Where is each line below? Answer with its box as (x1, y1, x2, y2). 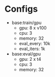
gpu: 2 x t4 (19, 56, 41, 62)
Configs (4, 3, 38, 15)
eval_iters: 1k (19, 46, 45, 51)
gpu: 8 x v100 (19, 25, 47, 30)
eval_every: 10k (19, 40, 51, 46)
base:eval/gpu (11, 51, 41, 57)
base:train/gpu (11, 20, 42, 26)
